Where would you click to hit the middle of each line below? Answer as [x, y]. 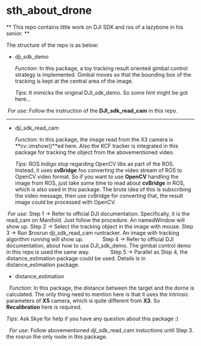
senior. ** [18, 33]
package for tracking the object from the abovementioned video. [95, 152]
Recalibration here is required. [44, 307]
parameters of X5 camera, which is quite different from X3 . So [83, 300]
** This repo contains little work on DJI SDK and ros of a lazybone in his [95, 27]
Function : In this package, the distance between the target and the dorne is [101, 288]
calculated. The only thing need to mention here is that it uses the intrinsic [98, 294]
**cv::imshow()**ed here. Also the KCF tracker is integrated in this [96, 146]
